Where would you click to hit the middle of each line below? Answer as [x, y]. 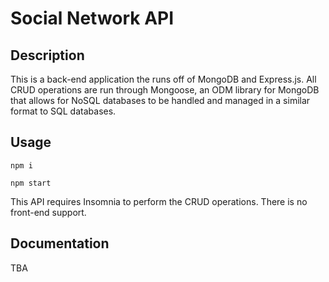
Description [47, 55]
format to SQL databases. [63, 111]
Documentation [60, 243]
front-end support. [48, 212]
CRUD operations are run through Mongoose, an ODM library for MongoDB [165, 90]
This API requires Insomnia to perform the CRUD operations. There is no [159, 201]
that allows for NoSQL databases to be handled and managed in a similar [160, 100]
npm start [31, 183]
